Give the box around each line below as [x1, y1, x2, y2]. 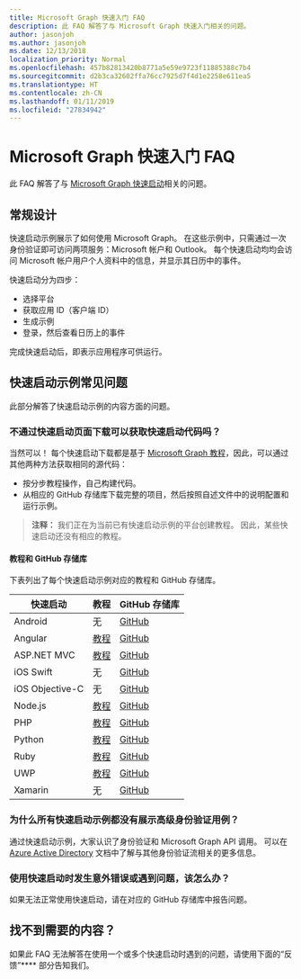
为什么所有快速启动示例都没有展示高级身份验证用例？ [9, 813, 240, 826]
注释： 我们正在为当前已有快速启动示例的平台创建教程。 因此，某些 [31, 519, 280, 531]
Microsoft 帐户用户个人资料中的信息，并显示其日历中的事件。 [19, 256, 246, 265]
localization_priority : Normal [9, 55, 127, 64]
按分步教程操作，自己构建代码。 [22, 478, 141, 489]
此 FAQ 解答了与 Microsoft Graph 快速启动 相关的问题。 [9, 178, 212, 189]
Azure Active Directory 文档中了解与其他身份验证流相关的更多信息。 [9, 847, 261, 858]
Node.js [13, 699, 47, 712]
